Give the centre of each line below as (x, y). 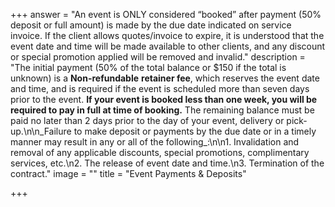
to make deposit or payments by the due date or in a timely (195, 131)
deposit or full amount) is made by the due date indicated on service (151, 25)
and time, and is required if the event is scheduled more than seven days (160, 88)
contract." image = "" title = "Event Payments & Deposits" (128, 173)
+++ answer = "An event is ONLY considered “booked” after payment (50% (166, 14)
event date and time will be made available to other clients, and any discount (168, 46)
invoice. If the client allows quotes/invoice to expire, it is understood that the (167, 35)
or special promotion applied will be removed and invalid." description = (158, 57)
